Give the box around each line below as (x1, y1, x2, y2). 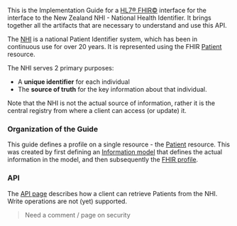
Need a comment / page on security (24, 210, 131, 219)
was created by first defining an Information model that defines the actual (7, 148, 222, 156)
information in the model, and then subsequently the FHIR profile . (7, 156, 199, 164)
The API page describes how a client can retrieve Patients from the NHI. (7, 189, 218, 198)
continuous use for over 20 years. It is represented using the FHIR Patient (7, 43, 222, 50)
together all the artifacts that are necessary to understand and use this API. (7, 21, 227, 29)
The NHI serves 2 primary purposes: (7, 64, 114, 72)
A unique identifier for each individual (17, 77, 130, 86)
